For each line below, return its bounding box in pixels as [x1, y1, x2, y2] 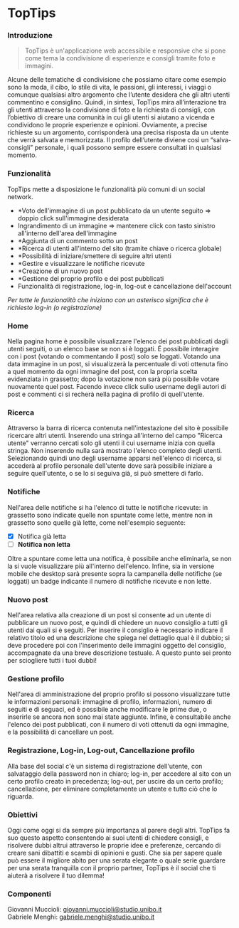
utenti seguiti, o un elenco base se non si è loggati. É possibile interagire [7, 345, 219, 353]
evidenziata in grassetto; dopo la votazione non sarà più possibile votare [7, 375, 220, 383]
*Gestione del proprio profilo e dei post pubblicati [17, 274, 164, 282]
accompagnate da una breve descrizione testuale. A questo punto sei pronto [7, 649, 232, 657]
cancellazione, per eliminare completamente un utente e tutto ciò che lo [7, 784, 218, 793]
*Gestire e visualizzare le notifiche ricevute [17, 259, 145, 267]
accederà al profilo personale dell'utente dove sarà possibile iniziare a [7, 462, 213, 470]
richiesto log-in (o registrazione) [7, 303, 102, 311]
